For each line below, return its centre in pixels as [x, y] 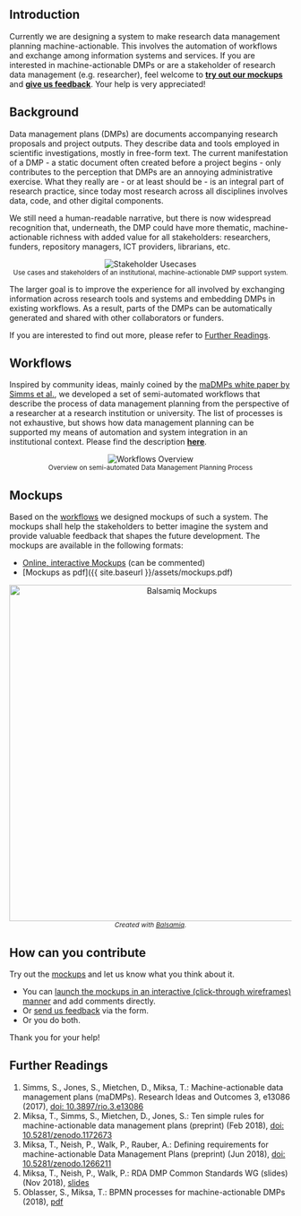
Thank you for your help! [55, 1038]
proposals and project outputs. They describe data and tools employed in [145, 143]
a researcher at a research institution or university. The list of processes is [146, 413]
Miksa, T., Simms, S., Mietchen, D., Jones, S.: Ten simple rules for [143, 1116]
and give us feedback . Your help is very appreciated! [107, 83]
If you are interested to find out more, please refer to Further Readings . [140, 334]
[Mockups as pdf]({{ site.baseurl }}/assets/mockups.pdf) [127, 572]
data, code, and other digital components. [86, 200]
